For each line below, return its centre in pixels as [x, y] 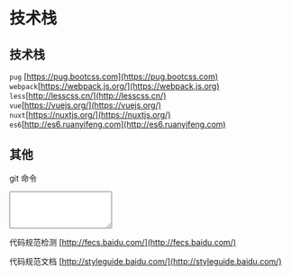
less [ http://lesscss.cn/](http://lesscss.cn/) [88, 96]
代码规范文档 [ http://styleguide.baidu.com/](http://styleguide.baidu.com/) [145, 261]
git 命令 [23, 178]
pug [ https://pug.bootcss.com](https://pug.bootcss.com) [114, 76]
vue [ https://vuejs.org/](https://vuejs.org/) [86, 105]
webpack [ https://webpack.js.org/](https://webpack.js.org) [114, 86]
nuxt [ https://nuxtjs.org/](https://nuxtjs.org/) [90, 115]
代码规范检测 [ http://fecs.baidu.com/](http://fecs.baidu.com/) [123, 242]
